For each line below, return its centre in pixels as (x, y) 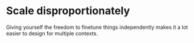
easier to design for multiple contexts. (52, 33)
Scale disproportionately (68, 11)
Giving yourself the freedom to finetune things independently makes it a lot (97, 27)
